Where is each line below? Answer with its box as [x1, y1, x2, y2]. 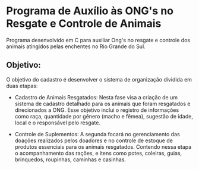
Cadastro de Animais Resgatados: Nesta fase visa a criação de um [14, 93, 178, 101]
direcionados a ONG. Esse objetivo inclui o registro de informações [14, 106, 179, 114]
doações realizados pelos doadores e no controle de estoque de [14, 137, 173, 144]
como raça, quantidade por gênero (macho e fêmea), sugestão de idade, [14, 112, 193, 120]
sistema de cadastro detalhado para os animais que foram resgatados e [14, 100, 191, 107]
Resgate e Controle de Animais [6, 17, 162, 30]
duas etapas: [6, 82, 38, 89]
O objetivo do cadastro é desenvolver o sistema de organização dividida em [6, 76, 192, 83]
